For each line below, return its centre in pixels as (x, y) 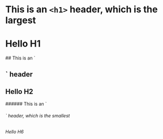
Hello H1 (23, 44)
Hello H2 (19, 92)
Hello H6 (15, 131)
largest (21, 20)
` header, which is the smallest (38, 115)
